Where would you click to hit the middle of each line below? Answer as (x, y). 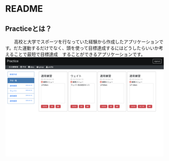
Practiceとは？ (28, 29)
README (24, 9)
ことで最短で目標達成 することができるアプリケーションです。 (80, 54)
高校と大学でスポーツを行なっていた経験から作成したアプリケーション (87, 42)
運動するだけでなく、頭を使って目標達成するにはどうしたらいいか (91, 48)
